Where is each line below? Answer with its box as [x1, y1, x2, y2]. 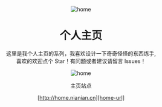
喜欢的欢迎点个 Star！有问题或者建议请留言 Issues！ [16, 57, 146, 65]
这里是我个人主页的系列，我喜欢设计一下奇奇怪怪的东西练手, [5, 50, 157, 57]
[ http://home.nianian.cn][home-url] [37, 94, 125, 101]
